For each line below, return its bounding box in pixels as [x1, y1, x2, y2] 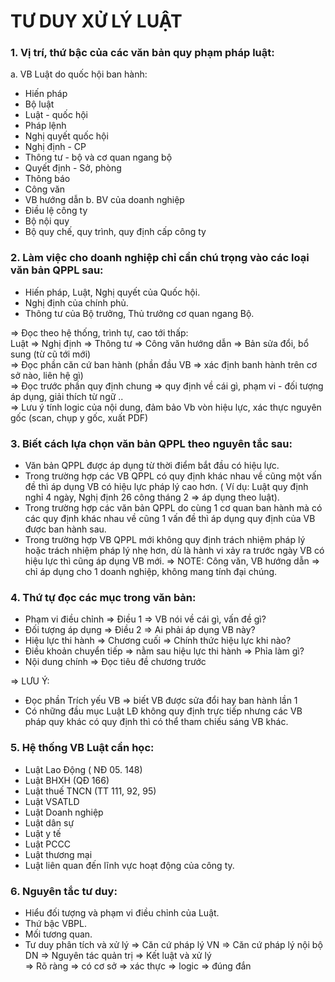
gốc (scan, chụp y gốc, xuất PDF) [10, 411, 149, 424]
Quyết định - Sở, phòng [24, 162, 122, 174]
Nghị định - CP [24, 141, 87, 153]
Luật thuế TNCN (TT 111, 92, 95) [24, 785, 157, 797]
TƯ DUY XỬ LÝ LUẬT [10, 10, 183, 33]
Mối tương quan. [24, 928, 93, 940]
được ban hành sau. [24, 523, 107, 535]
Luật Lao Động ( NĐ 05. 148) [24, 763, 143, 775]
